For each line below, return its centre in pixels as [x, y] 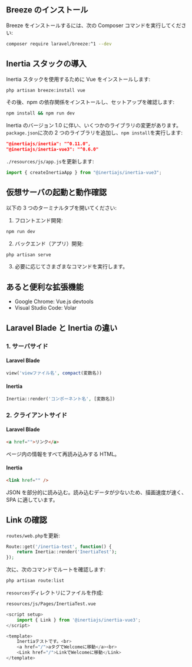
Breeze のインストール [47, 10]
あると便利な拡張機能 [45, 287]
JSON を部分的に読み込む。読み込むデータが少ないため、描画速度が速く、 [97, 492]
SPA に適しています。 [32, 500]
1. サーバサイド [27, 346]
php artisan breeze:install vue [46, 90]
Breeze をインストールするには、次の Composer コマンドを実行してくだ [94, 25]
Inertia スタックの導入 [46, 64]
